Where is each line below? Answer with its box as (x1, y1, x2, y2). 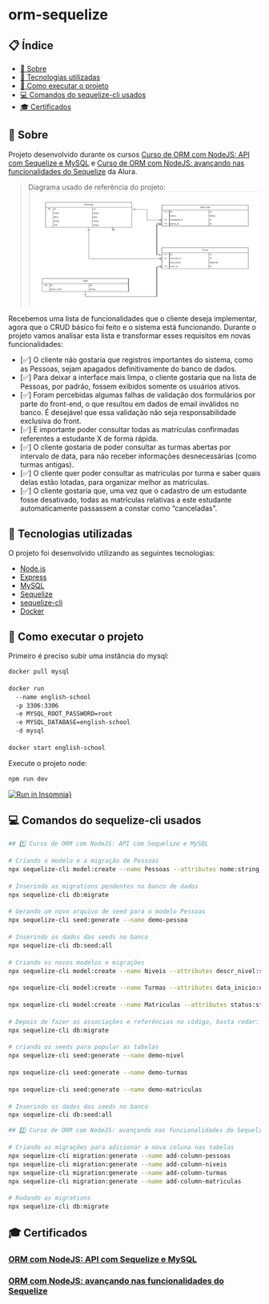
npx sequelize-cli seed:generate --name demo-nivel (8, 1052, 184, 1060)
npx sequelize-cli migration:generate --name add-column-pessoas (8, 1151, 231, 1159)
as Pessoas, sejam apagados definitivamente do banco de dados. (19, 364, 238, 374)
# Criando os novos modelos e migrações (8, 958, 146, 967)
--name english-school (15, 693, 91, 701)
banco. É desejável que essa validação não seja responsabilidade (19, 408, 236, 418)
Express (19, 573, 47, 582)
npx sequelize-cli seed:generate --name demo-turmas (8, 1069, 188, 1077)
